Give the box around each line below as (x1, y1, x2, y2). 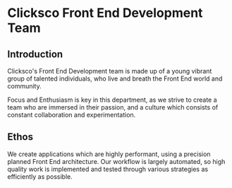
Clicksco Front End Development (7, 5, 203, 21)
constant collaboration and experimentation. (7, 111, 136, 119)
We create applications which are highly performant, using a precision (7, 150, 211, 158)
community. (7, 82, 42, 90)
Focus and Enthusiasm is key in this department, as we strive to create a (7, 95, 217, 104)
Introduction (7, 48, 63, 60)
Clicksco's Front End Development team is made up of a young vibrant (7, 67, 212, 75)
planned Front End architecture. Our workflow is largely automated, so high (7, 157, 226, 165)
